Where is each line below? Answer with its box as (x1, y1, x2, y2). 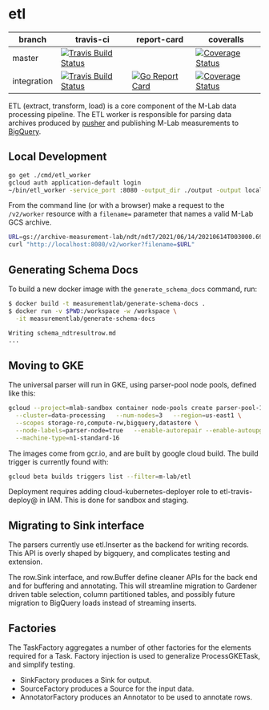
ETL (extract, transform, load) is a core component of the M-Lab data (8, 101, 237, 111)
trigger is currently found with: (8, 456, 109, 466)
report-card (135, 34, 184, 45)
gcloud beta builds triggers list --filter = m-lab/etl (8, 473, 192, 481)
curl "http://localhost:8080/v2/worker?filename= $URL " (8, 241, 195, 249)
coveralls (207, 34, 244, 45)
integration (12, 75, 54, 87)
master (12, 52, 38, 63)
